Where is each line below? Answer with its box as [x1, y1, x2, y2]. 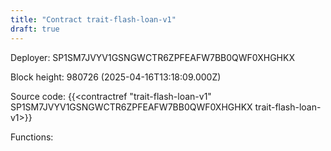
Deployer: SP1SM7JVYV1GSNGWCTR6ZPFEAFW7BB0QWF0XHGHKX [10, 51, 295, 63]
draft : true [10, 24, 60, 34]
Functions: [10, 131, 54, 143]
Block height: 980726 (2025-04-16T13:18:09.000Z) [10, 71, 222, 83]
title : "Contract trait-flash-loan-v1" [10, 14, 177, 25]
